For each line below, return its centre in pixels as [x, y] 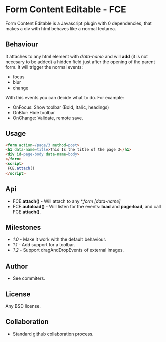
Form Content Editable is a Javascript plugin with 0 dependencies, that [78, 23]
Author [16, 266]
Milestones [23, 227]
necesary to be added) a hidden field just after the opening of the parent [80, 62]
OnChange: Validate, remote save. [48, 118]
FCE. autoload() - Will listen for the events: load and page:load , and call [87, 206]
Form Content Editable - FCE [66, 9]
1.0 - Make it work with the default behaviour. [59, 239]
